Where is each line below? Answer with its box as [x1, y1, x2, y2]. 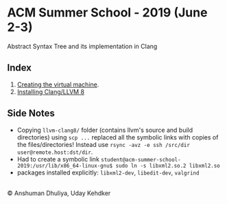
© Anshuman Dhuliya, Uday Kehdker [7, 189, 111, 197]
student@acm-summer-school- [100, 156, 181, 163]
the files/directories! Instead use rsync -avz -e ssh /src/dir [16, 140, 191, 148]
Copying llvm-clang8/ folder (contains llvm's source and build [16, 126, 193, 134]
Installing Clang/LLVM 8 [16, 87, 84, 95]
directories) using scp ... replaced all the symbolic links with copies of [16, 133, 219, 141]
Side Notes [7, 108, 55, 120]
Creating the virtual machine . [16, 80, 99, 89]
